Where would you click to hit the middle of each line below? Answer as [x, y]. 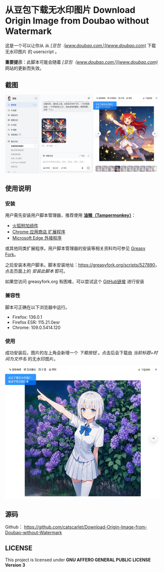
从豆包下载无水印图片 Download [70, 10]
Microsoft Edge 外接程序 [37, 238]
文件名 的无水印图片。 [36, 358]
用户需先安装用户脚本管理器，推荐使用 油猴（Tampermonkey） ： [70, 215]
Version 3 [15, 565]
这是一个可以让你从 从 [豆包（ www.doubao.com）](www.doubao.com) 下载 [81, 45]
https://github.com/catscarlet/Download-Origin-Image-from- [85, 527]
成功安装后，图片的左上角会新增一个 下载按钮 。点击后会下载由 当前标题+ [79, 353]
